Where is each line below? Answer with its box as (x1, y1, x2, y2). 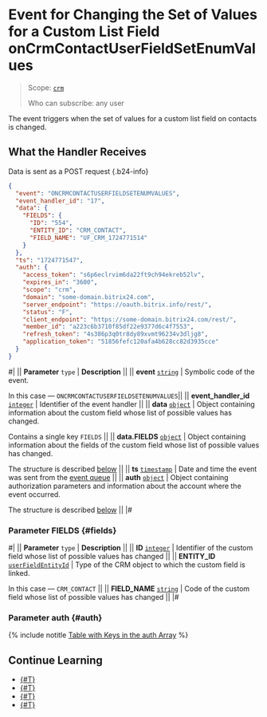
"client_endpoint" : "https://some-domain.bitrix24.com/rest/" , (22, 315, 238, 324)
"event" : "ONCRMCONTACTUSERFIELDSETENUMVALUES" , (15, 189, 180, 197)
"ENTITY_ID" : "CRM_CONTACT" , (29, 227, 127, 234)
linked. (8, 569, 30, 578)
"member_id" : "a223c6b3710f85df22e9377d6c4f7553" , (22, 323, 194, 331)
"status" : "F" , (22, 308, 73, 316)
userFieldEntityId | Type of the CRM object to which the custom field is (8, 560, 245, 569)
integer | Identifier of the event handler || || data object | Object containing (8, 399, 255, 408)
